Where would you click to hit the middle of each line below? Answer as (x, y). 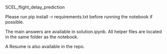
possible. (15, 22)
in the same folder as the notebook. (42, 37)
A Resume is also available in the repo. (45, 46)
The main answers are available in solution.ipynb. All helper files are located (83, 31)
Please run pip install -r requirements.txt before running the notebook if (79, 17)
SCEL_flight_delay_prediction (35, 7)
